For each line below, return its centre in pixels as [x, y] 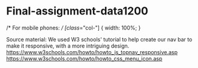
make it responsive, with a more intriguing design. [68, 46]
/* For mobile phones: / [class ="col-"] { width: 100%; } [73, 28]
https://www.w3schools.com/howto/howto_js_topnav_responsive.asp [92, 52]
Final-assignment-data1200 [77, 11]
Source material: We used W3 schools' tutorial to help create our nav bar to [99, 39]
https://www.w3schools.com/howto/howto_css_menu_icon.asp [84, 58]
